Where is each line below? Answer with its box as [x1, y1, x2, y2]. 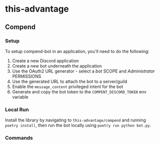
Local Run [5, 106, 29, 113]
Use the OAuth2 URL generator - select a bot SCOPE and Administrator [12, 68, 155, 74]
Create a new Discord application [12, 57, 79, 64]
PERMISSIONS [12, 73, 41, 79]
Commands [5, 135, 33, 142]
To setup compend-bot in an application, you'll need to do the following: [5, 48, 150, 54]
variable [12, 94, 29, 100]
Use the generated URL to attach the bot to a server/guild [12, 78, 127, 84]
